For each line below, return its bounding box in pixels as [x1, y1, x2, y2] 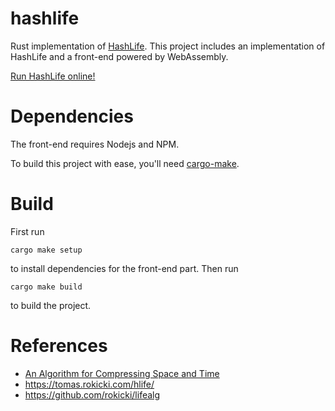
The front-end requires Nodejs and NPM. [10, 138, 180, 150]
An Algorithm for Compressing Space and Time [24, 367, 220, 379]
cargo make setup [10, 245, 83, 255]
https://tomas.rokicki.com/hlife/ [24, 378, 155, 390]
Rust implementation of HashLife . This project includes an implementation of [10, 40, 326, 52]
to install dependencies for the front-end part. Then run [10, 262, 239, 274]
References [10, 335, 108, 357]
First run [10, 225, 45, 237]
